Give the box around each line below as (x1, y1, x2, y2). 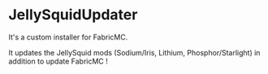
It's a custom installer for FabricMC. (8, 32, 128, 42)
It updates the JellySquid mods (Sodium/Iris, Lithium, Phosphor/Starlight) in (8, 47, 261, 57)
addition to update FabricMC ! (8, 56, 108, 66)
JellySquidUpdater (8, 6, 138, 24)
